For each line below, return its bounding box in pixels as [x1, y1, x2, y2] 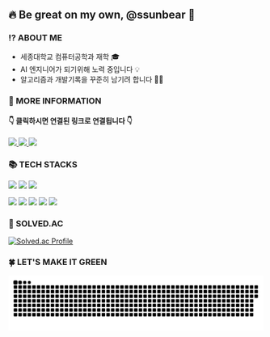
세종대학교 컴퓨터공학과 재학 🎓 [19, 52, 120, 61]
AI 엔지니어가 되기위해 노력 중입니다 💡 [19, 64, 140, 74]
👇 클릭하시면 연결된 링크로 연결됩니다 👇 [8, 116, 133, 126]
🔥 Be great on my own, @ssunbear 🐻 [8, 8, 196, 22]
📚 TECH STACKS [8, 158, 78, 170]
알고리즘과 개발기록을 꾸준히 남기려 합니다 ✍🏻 [19, 74, 164, 84]
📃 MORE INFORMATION [8, 95, 102, 106]
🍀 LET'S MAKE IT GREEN [8, 256, 108, 267]
